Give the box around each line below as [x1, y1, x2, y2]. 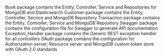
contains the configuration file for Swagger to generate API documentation [5, 25, 158, 31]
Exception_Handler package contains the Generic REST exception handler [5, 31, 157, 36]
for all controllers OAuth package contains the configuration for [5, 36, 135, 42]
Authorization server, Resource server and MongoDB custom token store [5, 41, 154, 47]
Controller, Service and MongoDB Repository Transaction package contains [5, 15, 160, 20]
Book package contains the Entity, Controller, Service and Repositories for [5, 4, 157, 10]
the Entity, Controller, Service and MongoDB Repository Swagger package [5, 20, 158, 26]
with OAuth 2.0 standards [5, 47, 58, 52]
